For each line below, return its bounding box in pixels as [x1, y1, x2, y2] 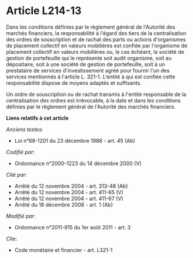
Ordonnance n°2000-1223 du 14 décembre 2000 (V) [14, 160, 142, 167]
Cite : [6, 235, 18, 242]
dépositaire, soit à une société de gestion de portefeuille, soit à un [6, 60, 166, 68]
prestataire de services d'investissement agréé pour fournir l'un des [6, 67, 170, 74]
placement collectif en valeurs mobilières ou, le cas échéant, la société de [6, 48, 184, 55]
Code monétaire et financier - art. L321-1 [14, 246, 113, 253]
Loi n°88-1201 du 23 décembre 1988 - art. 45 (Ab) [14, 137, 136, 144]
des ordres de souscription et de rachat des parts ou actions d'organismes [6, 36, 186, 43]
